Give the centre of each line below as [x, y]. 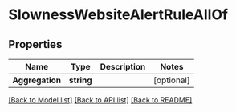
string [80, 80]
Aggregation [37, 80]
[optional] [172, 80]
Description [123, 67]
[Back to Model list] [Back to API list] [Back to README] [100, 100]
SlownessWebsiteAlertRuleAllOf [118, 15]
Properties [35, 44]
